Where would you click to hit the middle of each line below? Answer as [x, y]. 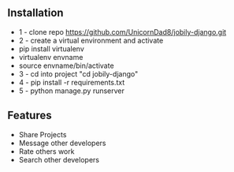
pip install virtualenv [51, 49]
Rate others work [46, 151]
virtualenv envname [51, 57]
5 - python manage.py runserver [72, 91]
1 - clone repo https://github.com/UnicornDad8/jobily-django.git [123, 32]
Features [30, 116]
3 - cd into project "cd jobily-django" [78, 73]
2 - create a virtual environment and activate [91, 40]
